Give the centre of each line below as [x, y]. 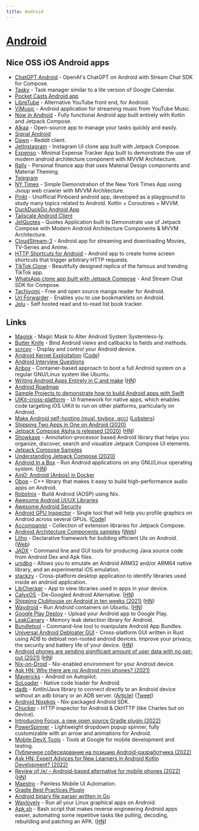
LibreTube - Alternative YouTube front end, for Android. [82, 102]
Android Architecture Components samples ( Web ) [76, 532]
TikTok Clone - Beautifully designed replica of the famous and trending [101, 266]
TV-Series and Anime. [42, 247]
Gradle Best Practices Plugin [49, 790]
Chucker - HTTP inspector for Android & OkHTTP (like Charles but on [99, 708]
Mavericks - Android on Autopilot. [56, 677]
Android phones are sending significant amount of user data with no [98, 651]
